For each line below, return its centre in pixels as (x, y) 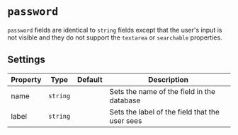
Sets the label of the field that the (164, 112)
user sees (126, 120)
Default (90, 79)
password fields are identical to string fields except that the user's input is (115, 30)
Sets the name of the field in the (163, 91)
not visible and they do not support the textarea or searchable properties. (115, 37)
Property (26, 79)
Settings (27, 60)
